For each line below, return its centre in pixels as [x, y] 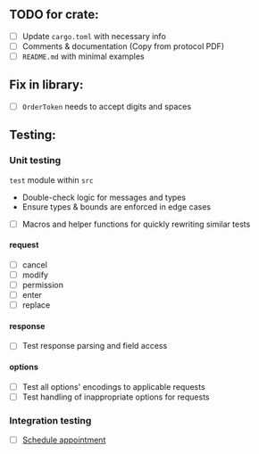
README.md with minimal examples [83, 56]
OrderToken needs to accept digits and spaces [107, 106]
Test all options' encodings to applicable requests [113, 386]
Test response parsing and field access [95, 346]
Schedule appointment [64, 440]
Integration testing [50, 420]
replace [36, 305]
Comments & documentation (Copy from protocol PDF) [123, 46]
